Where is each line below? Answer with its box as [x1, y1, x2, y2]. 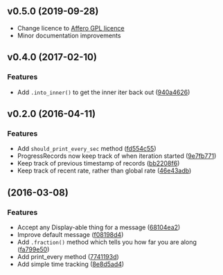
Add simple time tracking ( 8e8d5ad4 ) [17, 260, 125, 268]
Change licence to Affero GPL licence [17, 24, 125, 32]
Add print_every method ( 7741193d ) [17, 252, 119, 260]
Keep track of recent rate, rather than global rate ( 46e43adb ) [17, 166, 192, 175]
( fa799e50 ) [17, 245, 50, 254]
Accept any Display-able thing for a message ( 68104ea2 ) [17, 223, 181, 231]
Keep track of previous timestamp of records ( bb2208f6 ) [17, 159, 180, 168]
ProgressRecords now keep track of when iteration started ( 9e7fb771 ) [17, 152, 217, 160]
